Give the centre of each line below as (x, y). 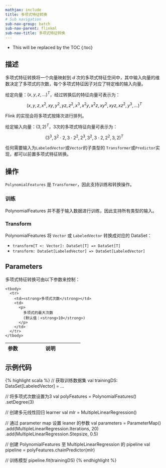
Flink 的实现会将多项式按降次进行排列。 (46, 116)
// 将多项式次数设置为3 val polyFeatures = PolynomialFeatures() (71, 396)
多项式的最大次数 (38, 313)
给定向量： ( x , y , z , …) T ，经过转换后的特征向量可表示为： (63, 94)
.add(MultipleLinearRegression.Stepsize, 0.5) (52, 434)
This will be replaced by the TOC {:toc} (52, 47)
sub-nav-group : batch (28, 24)
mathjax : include (23, 10)
